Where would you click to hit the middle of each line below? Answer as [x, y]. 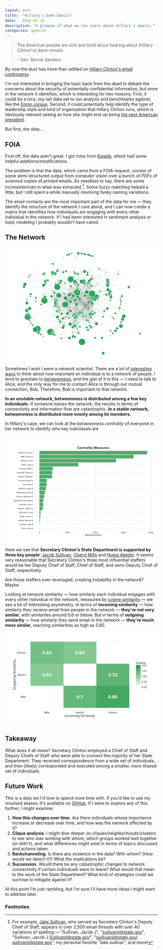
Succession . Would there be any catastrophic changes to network [78, 864]
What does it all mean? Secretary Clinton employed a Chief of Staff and [76, 750]
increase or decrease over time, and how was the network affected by [82, 823]
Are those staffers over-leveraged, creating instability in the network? [74, 579]
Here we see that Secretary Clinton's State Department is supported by [78, 549]
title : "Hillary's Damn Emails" [39, 15]
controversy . [18, 74]
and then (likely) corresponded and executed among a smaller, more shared [81, 766]
